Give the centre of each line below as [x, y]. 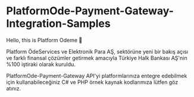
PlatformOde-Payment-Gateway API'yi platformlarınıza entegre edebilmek [97, 76]
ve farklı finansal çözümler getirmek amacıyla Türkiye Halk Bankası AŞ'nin [97, 58]
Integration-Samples [59, 24]
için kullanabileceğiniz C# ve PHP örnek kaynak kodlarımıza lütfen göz [92, 82]
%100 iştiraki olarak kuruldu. [41, 64]
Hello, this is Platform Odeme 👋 [44, 40]
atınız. [14, 88]
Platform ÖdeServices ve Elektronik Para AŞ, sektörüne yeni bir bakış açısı [97, 51]
